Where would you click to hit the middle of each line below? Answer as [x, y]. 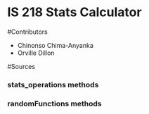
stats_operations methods [53, 84]
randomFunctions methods [54, 103]
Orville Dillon [36, 53]
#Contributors [27, 32]
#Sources [21, 66]
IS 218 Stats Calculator [74, 12]
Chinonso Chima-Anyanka [55, 45]
